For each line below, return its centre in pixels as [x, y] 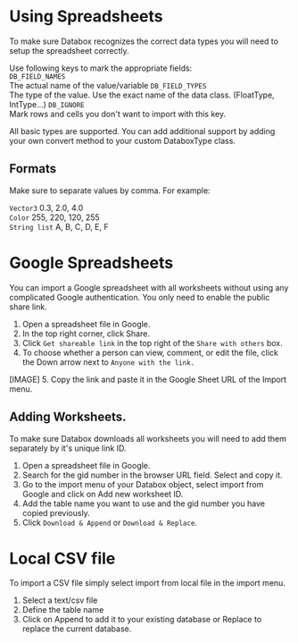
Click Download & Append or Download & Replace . [110, 522]
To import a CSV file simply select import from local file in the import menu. [147, 583]
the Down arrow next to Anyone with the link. [108, 362]
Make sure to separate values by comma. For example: [110, 190]
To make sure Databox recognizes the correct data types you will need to [144, 41]
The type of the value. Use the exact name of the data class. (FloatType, [142, 95]
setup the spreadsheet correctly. [69, 50]
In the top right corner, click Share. [86, 334]
